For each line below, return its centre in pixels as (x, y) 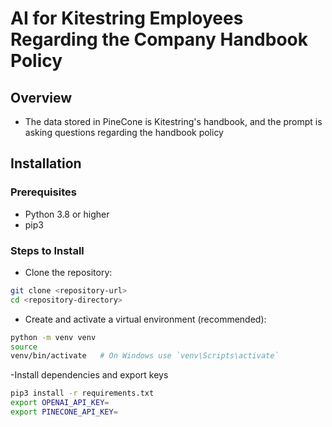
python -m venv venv (53, 337)
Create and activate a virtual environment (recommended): (145, 319)
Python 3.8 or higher (67, 214)
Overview (41, 97)
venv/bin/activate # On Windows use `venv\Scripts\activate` (145, 356)
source (24, 347)
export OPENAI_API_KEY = (60, 403)
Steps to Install (47, 250)
